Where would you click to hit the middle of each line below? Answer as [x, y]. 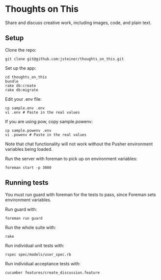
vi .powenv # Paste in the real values [46, 135]
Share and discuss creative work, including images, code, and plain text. [78, 23]
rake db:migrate [22, 90]
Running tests [27, 183]
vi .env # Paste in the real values [42, 112]
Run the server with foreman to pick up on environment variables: [71, 159]
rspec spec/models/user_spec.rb [38, 254]
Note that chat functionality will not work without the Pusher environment [79, 144]
